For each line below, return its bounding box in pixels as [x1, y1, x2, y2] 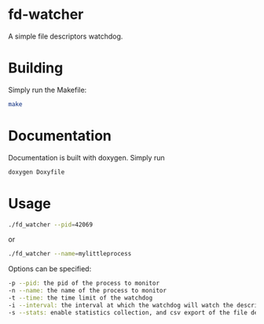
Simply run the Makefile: [8, 85, 87, 94]
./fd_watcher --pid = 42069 [8, 220, 93, 229]
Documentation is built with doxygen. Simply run [8, 153, 165, 162]
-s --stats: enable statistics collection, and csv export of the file [8, 308, 247, 316]
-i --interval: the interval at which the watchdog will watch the [8, 301, 234, 309]
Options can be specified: [8, 264, 92, 274]
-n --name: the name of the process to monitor [8, 287, 167, 295]
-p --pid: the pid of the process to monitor [8, 279, 159, 288]
